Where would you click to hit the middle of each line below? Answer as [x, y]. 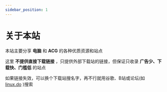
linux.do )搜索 [19, 84]
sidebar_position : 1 [27, 10]
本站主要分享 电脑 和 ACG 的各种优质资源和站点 [54, 51]
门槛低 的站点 [32, 67]
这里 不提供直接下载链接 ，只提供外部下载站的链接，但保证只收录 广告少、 [81, 61]
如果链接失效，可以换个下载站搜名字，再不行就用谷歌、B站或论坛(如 [75, 78]
